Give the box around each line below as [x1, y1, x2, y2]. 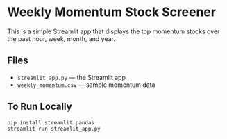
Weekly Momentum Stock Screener [7, 4, 217, 20]
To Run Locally [7, 101, 72, 113]
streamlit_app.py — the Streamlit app [17, 73, 126, 81]
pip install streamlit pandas [7, 119, 95, 126]
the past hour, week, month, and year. [7, 34, 116, 42]
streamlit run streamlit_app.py [7, 126, 101, 133]
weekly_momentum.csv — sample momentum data [17, 81, 155, 89]
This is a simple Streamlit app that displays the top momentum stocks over [7, 27, 220, 35]
